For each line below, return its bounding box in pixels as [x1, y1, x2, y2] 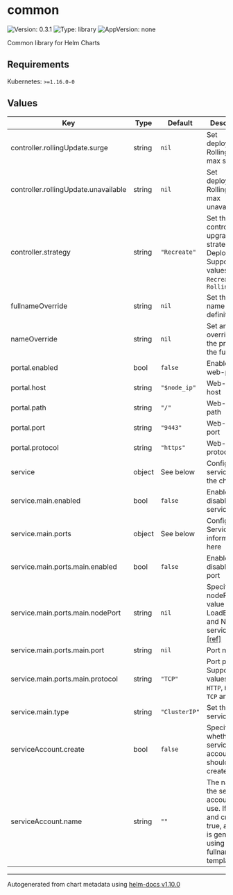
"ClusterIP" [160, 708, 200, 716]
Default [167, 118, 193, 127]
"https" [160, 444, 186, 451]
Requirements [7, 58, 69, 71]
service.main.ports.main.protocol [10, 674, 118, 684]
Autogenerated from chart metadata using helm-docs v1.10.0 [7, 880, 180, 888]
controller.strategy [10, 247, 71, 257]
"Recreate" [160, 248, 196, 256]
